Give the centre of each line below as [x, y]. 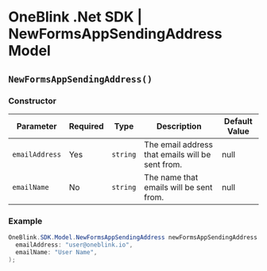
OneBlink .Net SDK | [75, 17]
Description [179, 126]
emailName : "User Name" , [56, 252]
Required [87, 126]
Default [238, 121]
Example [25, 221]
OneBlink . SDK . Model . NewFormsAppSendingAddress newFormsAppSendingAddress [133, 238]
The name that [171, 177]
